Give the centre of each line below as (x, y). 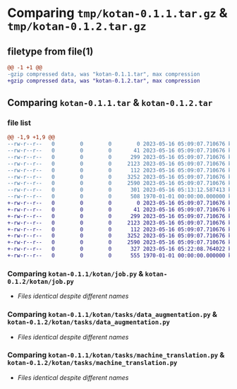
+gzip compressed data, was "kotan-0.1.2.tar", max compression (104, 80)
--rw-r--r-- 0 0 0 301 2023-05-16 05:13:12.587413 (116, 190)
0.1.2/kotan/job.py (41, 281)
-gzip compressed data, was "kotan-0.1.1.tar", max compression (104, 74)
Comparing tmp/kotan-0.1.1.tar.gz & (117, 13)
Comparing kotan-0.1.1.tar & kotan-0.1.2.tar (110, 103)
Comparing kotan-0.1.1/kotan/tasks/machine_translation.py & (116, 355)
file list (19, 123)
